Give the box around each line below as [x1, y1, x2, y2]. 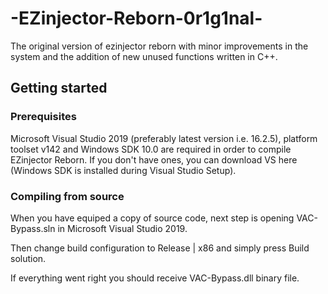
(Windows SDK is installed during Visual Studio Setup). [10, 164, 237, 176]
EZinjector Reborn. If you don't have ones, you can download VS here [10, 153, 298, 166]
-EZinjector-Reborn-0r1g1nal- [10, 7, 263, 30]
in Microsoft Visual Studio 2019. [57, 222, 188, 234]
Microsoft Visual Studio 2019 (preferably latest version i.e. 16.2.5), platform [10, 132, 318, 144]
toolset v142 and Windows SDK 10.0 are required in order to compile [10, 143, 292, 155]
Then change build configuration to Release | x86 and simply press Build [10, 242, 310, 254]
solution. [10, 252, 47, 264]
